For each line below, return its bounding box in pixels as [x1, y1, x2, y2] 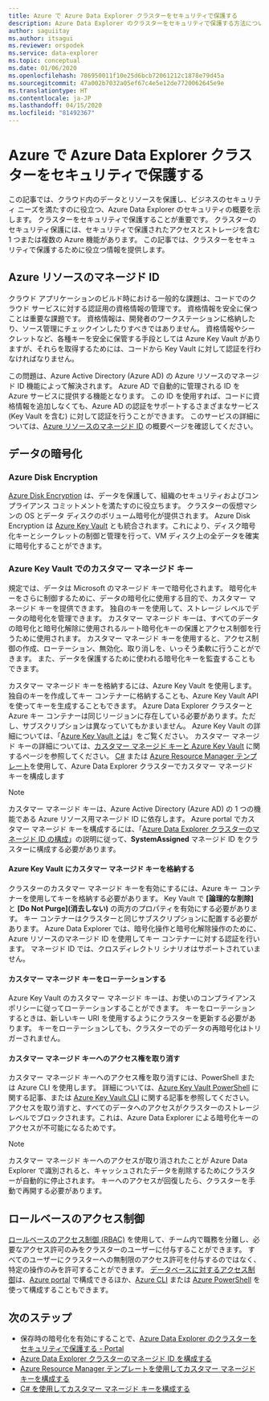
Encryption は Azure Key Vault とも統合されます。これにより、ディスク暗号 [8, 521, 256, 531]
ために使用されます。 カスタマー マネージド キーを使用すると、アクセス [14, 633, 252, 643]
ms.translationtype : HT [8, 86, 88, 95]
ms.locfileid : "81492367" [8, 109, 95, 117]
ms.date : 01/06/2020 [8, 64, 78, 72]
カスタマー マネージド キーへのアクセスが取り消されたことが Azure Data [8, 1156, 248, 1165]
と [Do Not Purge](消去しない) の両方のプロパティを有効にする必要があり [8, 903, 251, 913]
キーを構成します [8, 771, 65, 781]
